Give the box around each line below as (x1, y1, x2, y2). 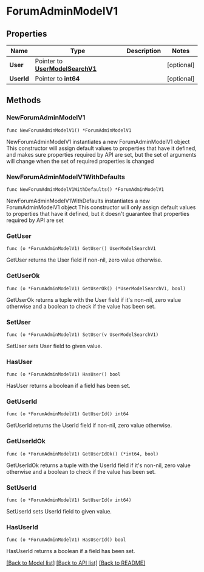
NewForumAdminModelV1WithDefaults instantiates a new (6, 197, 151, 204)
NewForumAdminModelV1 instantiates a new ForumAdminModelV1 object (6, 138, 190, 145)
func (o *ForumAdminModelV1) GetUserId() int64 (6, 411, 129, 417)
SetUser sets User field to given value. (6, 342, 103, 349)
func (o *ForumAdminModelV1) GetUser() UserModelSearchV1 (6, 246, 156, 252)
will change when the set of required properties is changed (6, 157, 154, 165)
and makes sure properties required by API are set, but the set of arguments (6, 151, 197, 158)
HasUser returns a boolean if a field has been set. (6, 382, 131, 390)
